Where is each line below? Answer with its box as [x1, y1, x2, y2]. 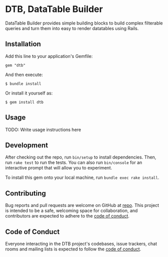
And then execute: [5, 71, 43, 77]
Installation [5, 40, 41, 48]
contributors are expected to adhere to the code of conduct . [5, 213, 129, 219]
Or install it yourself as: [5, 90, 53, 96]
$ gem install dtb [5, 99, 44, 104]
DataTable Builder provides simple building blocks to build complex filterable [5, 20, 163, 26]
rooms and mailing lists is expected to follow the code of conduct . [5, 246, 141, 252]
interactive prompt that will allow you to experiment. [5, 165, 112, 171]
